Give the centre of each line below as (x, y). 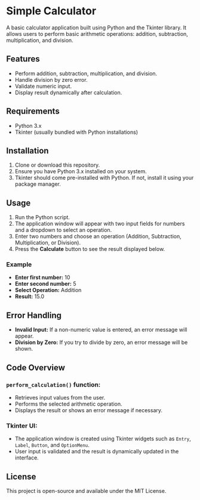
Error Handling (34, 315)
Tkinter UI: (22, 425)
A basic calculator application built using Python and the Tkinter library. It (96, 27)
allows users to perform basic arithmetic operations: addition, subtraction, (97, 33)
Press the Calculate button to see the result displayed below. (90, 249)
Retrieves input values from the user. (60, 397)
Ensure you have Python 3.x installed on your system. (81, 171)
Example (19, 265)
